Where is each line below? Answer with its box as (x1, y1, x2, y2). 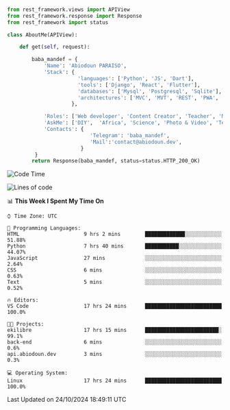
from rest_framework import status (7, 19, 109, 26)
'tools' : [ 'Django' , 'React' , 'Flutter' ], (77, 82, 201, 88)
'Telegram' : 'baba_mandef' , (90, 132, 170, 139)
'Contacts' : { (43, 126, 84, 133)
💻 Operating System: (7, 370, 68, 376)
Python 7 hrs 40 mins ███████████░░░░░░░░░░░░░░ (7, 243, 222, 250)
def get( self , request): (19, 44, 90, 51)
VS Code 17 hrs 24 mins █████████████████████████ (7, 303, 222, 310)
